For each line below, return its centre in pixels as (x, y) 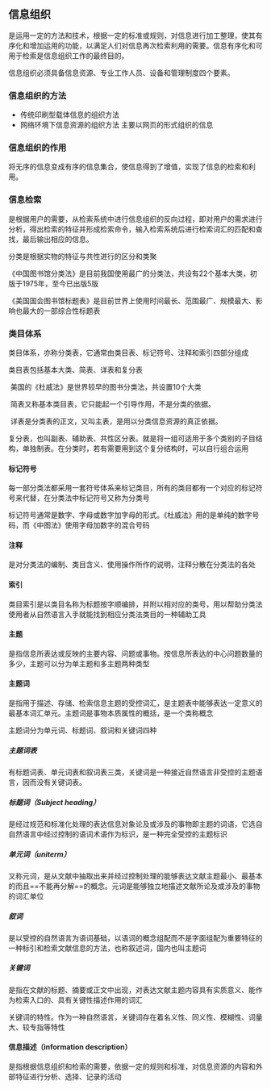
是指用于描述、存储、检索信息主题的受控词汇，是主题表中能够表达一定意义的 (135, 703)
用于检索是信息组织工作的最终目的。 (69, 56)
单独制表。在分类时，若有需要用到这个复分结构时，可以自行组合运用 (135, 449)
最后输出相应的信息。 (58, 239)
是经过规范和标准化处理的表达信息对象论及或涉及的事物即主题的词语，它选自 (135, 824)
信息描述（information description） (70, 1047)
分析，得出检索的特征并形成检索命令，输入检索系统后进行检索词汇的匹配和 (132, 229)
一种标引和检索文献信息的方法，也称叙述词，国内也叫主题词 (107, 948)
